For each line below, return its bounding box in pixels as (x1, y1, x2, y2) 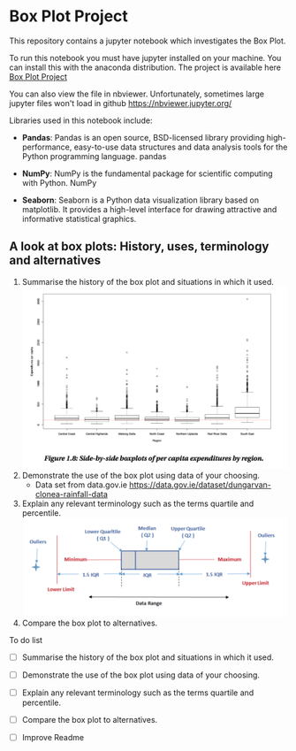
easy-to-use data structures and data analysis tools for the (73, 142, 288, 152)
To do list (9, 634, 42, 645)
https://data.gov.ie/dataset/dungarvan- (129, 479, 272, 490)
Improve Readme (21, 732, 85, 742)
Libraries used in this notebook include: (9, 115, 153, 126)
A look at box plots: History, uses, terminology (9, 239, 269, 254)
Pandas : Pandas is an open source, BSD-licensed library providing (21, 132, 265, 142)
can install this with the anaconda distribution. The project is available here (9, 62, 281, 73)
